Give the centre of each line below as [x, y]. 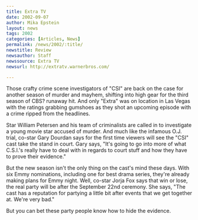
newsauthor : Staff [29, 56]
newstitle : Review [29, 50]
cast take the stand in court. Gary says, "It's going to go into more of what [96, 144]
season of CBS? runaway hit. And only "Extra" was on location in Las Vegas [98, 101]
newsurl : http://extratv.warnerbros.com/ [58, 67]
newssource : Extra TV [33, 61]
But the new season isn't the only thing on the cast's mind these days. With [98, 168]
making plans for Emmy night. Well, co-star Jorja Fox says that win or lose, [97, 180]
